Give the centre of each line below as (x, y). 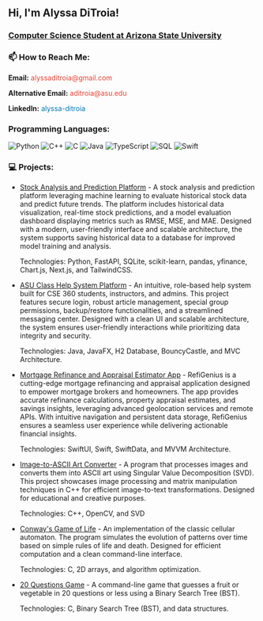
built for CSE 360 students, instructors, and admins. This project (124, 294)
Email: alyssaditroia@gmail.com (60, 78)
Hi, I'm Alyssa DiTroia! (64, 13)
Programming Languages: (59, 128)
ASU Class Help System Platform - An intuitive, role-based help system (135, 285)
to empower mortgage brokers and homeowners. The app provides (129, 392)
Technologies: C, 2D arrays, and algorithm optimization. (110, 570)
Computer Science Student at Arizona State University (115, 36)
